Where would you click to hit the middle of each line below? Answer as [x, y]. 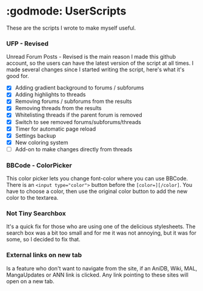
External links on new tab [44, 255]
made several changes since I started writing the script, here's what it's [95, 70]
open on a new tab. [30, 281]
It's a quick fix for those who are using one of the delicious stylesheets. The [101, 227]
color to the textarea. [32, 198]
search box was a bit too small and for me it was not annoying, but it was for [101, 233]
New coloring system [42, 142]
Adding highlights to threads [50, 94]
